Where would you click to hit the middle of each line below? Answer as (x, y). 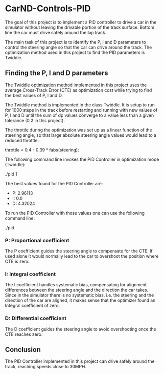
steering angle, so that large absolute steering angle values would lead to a (81, 135)
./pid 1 (11, 174)
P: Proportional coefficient (37, 240)
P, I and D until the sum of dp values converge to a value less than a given (80, 115)
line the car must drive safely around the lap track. (56, 32)
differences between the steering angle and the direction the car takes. (77, 290)
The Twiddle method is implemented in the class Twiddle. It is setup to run (80, 105)
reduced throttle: (22, 140)
